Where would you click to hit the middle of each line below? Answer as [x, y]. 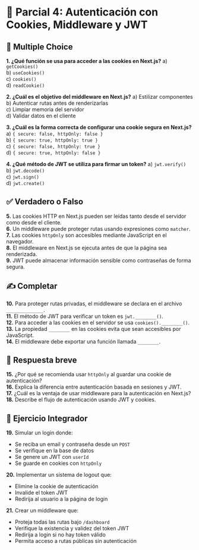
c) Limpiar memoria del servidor [45, 109]
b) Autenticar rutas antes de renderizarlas [57, 103]
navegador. [20, 241]
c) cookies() [21, 79]
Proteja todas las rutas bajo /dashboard [62, 522]
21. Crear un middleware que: [42, 511]
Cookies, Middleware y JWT [77, 25]
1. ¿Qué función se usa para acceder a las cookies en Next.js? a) [87, 61]
